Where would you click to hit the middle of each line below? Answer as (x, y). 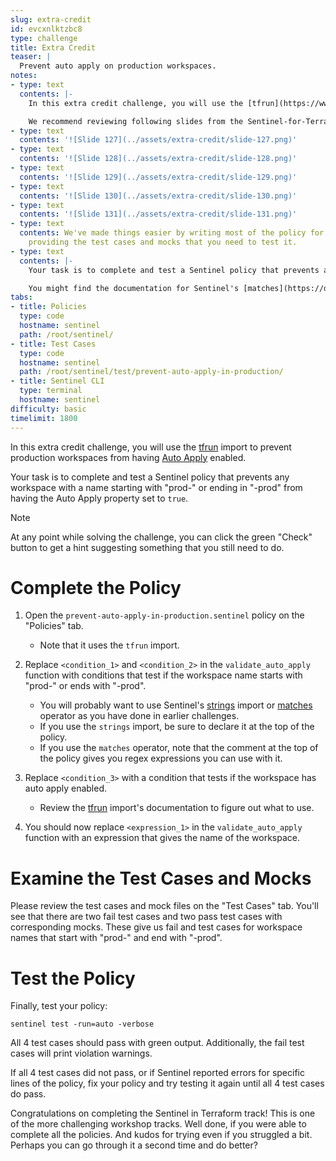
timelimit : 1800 (44, 418)
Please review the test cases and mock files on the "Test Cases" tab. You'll (164, 906)
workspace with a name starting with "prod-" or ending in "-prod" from (156, 487)
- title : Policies (48, 307)
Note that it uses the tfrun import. (109, 645)
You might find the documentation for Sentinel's (134, 288)
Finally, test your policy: (59, 1006)
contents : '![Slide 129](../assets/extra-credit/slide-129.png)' (158, 177)
